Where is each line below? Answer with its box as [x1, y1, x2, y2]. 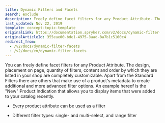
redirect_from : [5, 39, 36, 44]
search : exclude [5, 12, 38, 17]
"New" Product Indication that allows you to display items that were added [5, 88, 156, 94]
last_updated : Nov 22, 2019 [5, 21, 63, 26]
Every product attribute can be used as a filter [12, 103, 106, 109]
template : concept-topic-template [5, 26, 76, 31]
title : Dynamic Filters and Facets [5, 7, 78, 12]
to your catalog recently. [5, 93, 55, 99]
